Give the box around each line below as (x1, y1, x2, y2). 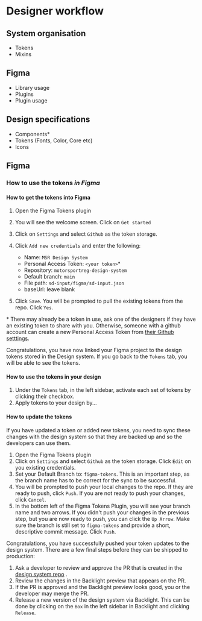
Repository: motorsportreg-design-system (24, 266, 127, 274)
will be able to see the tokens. (6, 359, 80, 367)
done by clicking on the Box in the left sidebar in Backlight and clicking (14, 602, 190, 610)
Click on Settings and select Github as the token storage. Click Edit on (14, 457, 192, 465)
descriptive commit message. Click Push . (14, 528, 116, 535)
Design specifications (6, 115, 90, 125)
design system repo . (14, 570, 68, 578)
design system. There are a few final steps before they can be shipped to (6, 546, 188, 553)
